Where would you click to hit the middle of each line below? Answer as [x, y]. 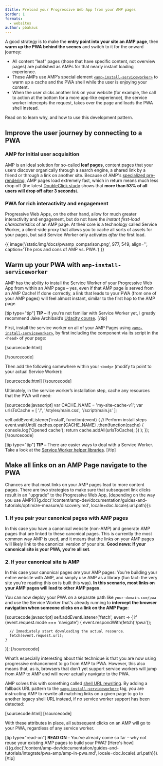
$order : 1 [15, 14]
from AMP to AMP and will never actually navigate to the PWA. [68, 674]
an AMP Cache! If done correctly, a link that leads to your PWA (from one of [81, 293]
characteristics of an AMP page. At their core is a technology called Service [81, 224]
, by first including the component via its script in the [106, 333]
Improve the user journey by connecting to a [73, 133]
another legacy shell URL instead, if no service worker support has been [77, 699]
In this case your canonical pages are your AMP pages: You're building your [81, 572]
